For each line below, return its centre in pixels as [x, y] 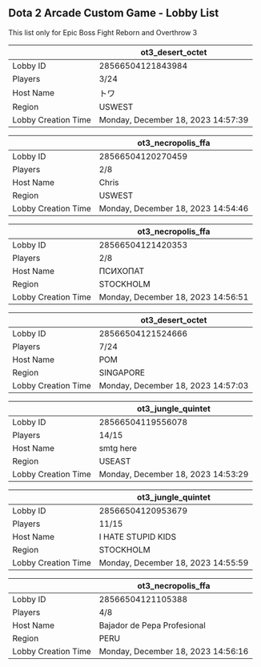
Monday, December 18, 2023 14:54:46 [174, 208]
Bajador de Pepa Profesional [152, 625]
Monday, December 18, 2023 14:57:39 [174, 119]
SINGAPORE [122, 372]
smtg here [118, 448]
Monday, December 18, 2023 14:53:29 [174, 474]
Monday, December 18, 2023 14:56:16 [174, 651]
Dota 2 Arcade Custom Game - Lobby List [114, 13]
